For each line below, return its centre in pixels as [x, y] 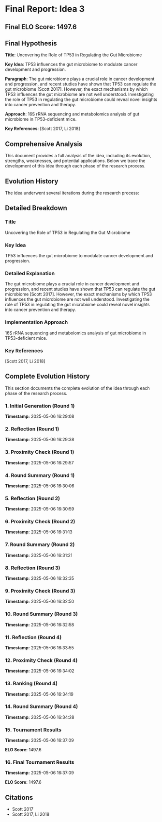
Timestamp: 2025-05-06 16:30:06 [40, 486]
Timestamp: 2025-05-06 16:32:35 [39, 578]
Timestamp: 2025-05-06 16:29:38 [40, 440]
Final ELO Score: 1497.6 [41, 27]
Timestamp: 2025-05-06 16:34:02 [40, 671]
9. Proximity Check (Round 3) [40, 591]
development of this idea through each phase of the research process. [75, 166]
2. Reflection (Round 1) [32, 429]
